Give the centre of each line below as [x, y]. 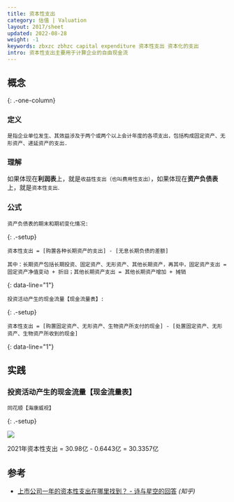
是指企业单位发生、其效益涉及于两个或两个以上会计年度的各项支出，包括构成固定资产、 [114, 136]
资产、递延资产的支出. [40, 143]
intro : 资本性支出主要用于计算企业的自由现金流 [68, 53]
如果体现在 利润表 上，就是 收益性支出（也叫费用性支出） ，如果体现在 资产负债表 [113, 179]
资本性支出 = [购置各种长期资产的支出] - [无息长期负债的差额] [88, 251]
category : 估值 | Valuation [47, 20]
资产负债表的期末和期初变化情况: [48, 224]
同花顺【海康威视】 [31, 408]
